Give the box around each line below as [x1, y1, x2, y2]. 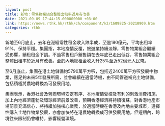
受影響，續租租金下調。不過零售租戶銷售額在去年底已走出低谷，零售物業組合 [5, 52, 160, 58]
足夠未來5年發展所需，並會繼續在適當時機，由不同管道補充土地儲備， [18, 75, 159, 80]
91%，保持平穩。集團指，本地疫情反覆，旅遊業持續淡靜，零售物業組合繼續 [5, 46, 156, 51]
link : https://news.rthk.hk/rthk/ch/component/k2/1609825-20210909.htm [5, 21, 155, 26]
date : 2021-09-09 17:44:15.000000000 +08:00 [5, 16, 98, 21]
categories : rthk [5, 25, 41, 30]
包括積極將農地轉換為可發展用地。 [5, 80, 74, 86]
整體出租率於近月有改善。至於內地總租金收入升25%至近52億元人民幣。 [5, 58, 149, 64]
